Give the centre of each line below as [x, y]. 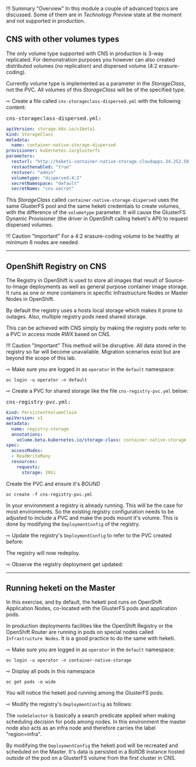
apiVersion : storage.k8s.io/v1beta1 [50, 129]
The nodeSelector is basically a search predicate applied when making [91, 715]
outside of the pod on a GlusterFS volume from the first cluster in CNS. [91, 758]
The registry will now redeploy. [43, 553]
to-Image [17, 287]
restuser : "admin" [34, 172]
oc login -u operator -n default [47, 380]
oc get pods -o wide [31, 682]
